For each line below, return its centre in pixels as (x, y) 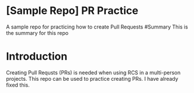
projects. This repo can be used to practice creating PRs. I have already (92, 78)
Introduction (37, 57)
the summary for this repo (37, 33)
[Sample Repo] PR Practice (72, 11)
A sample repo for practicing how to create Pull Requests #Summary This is (97, 27)
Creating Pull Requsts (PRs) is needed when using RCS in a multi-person (93, 72)
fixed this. (18, 85)
